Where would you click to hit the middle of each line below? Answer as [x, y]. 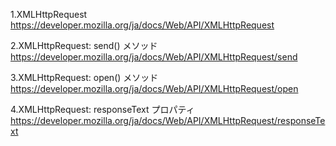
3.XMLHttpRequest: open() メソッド [84, 77]
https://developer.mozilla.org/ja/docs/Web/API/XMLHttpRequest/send [154, 57]
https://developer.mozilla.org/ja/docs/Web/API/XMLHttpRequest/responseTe [168, 120]
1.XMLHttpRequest [49, 14]
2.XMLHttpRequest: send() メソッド [84, 45]
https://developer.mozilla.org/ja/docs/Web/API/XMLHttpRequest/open [154, 88]
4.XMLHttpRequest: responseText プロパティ [102, 109]
